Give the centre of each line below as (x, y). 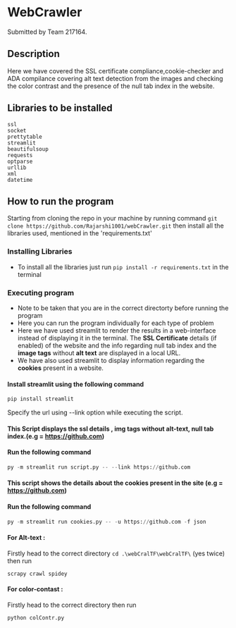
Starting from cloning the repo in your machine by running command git (112, 218)
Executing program (41, 293)
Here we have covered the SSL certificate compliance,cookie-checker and (116, 70)
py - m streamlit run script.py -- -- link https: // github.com (99, 467)
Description (33, 54)
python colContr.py (36, 617)
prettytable (25, 137)
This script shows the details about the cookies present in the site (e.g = (115, 483)
